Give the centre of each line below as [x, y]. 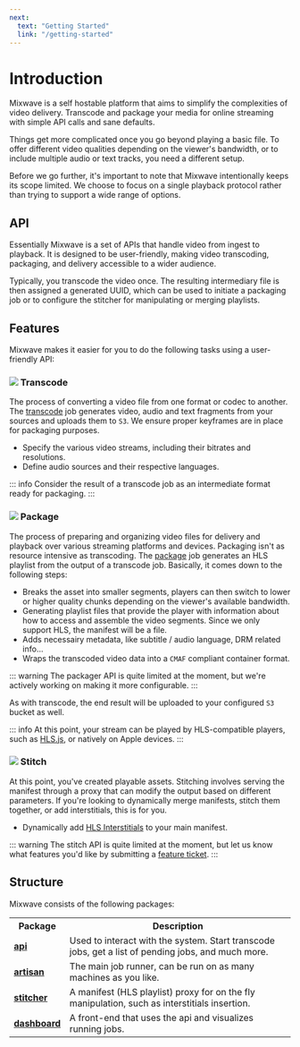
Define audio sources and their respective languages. [121, 467]
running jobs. [97, 1028]
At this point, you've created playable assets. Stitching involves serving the [147, 781]
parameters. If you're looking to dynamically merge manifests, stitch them [145, 800]
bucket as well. [37, 711]
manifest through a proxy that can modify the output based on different [140, 791]
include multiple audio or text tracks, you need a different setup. [127, 158]
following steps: [38, 575]
